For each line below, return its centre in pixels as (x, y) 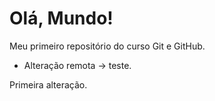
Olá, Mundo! (61, 18)
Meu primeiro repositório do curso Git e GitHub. (107, 46)
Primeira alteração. (48, 84)
